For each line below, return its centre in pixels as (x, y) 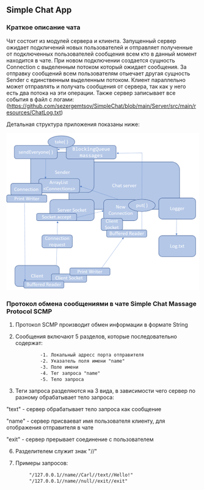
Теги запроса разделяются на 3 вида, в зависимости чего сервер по (105, 390)
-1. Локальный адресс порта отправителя (92, 355)
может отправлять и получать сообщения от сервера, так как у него (96, 86)
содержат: (29, 343)
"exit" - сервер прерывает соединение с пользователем (80, 439)
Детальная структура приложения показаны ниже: (73, 124)
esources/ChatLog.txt (34, 112)
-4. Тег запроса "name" (70, 373)
